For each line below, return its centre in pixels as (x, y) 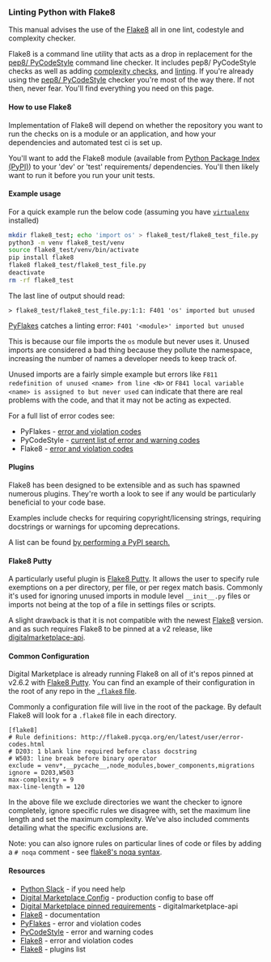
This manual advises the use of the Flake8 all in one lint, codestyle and (126, 30)
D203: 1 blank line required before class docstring (106, 751)
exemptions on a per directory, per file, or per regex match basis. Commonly (135, 587)
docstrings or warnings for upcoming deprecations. (94, 527)
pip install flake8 (41, 258)
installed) (24, 220)
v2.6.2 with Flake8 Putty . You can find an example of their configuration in (131, 683)
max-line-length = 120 (47, 787)
